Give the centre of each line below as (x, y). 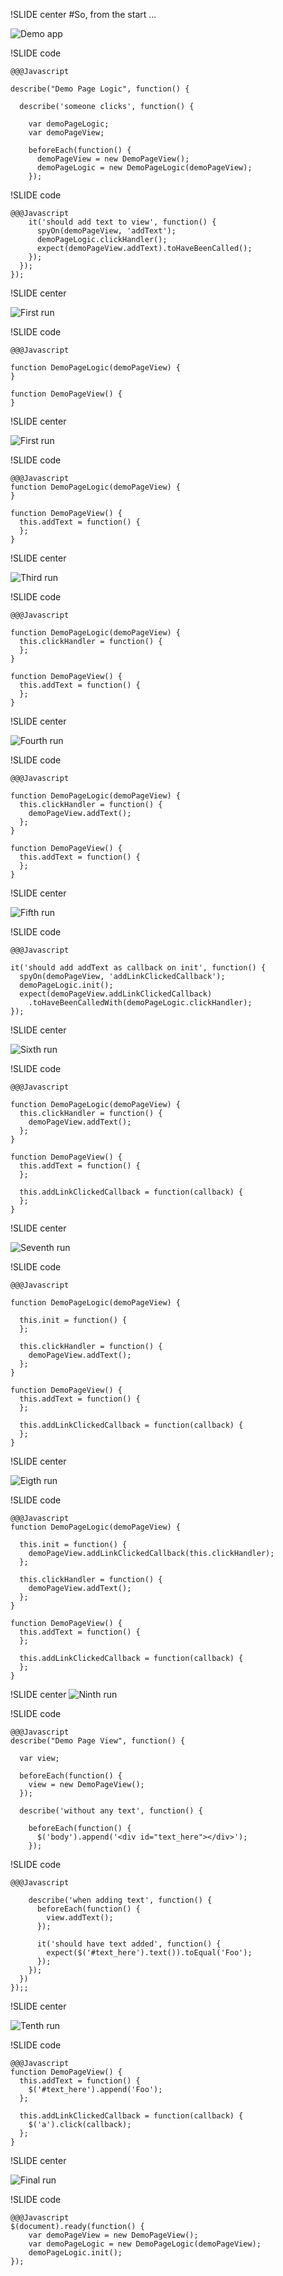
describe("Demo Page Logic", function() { (100, 89)
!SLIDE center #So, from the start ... (83, 14)
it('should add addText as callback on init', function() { (138, 968)
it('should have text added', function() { (129, 1944)
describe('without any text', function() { (111, 1811)
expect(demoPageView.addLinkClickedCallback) (116, 994)
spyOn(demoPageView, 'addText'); (106, 231)
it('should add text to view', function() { (122, 222)
